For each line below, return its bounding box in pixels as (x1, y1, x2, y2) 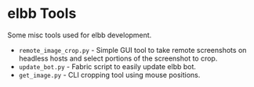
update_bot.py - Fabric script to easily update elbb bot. (18, 61, 197, 71)
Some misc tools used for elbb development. (7, 30, 152, 40)
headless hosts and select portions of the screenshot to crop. (18, 54, 218, 63)
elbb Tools (7, 5, 77, 23)
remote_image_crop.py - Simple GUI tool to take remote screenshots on (18, 45, 247, 54)
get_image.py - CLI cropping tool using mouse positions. (18, 70, 201, 79)
